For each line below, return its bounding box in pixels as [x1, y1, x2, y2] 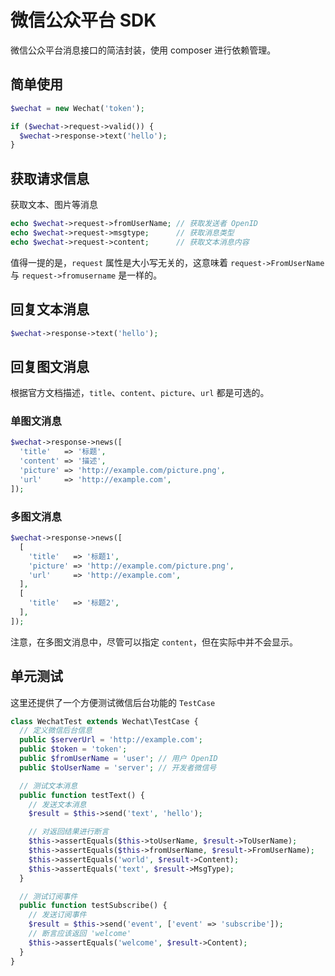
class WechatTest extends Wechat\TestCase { [10, 716, 199, 726]
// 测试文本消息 [19, 781, 78, 791]
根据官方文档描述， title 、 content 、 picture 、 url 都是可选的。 [10, 387, 270, 399]
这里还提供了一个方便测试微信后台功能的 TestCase [10, 696, 216, 708]
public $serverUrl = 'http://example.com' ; [19, 735, 203, 745]
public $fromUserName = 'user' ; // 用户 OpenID [19, 754, 218, 764]
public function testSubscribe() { [19, 901, 168, 911]
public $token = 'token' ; [19, 744, 128, 755]
